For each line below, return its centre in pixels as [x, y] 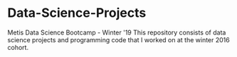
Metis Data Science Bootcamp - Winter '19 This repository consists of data [117, 32]
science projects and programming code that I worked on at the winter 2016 [118, 39]
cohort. [18, 47]
